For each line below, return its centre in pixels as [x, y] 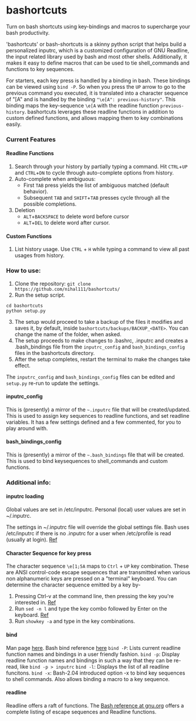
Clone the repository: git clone [53, 283]
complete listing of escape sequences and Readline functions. [81, 712]
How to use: [23, 271]
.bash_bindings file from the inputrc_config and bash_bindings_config [100, 347]
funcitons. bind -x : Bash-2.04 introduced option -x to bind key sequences [96, 673]
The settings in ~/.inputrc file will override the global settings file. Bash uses [98, 527]
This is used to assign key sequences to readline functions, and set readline [98, 415]
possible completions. [50, 204]
